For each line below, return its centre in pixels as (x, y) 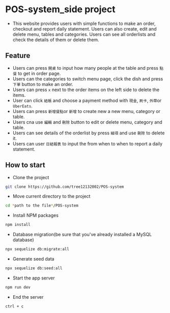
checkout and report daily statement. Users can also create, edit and (84, 29)
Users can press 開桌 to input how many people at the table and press (86, 68)
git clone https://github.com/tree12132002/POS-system (65, 187)
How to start (25, 165)
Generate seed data (33, 259)
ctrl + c (15, 306)
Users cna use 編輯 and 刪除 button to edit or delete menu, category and (88, 122)
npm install (18, 225)
